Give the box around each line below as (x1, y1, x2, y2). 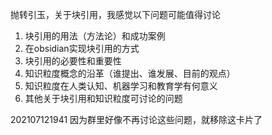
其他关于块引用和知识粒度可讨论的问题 (24, 93, 183, 104)
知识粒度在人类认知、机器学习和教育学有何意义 (24, 80, 218, 92)
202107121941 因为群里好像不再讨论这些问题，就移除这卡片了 (10, 114, 263, 125)
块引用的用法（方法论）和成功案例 (24, 30, 166, 42)
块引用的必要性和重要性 (24, 55, 122, 67)
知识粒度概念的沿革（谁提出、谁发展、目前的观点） (24, 68, 236, 79)
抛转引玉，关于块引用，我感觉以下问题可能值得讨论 (10, 9, 221, 20)
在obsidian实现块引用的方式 (24, 43, 140, 54)
